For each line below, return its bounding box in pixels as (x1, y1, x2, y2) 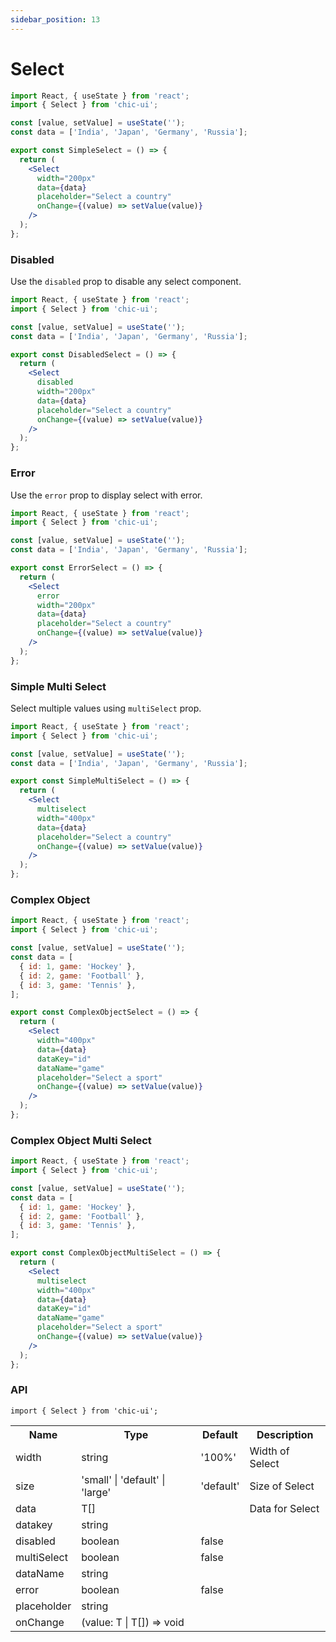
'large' (81, 1485, 112, 1499)
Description (256, 1427, 314, 1441)
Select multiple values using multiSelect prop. (10, 702, 202, 714)
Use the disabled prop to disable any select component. (10, 276, 242, 288)
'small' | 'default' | (81, 1472, 166, 1486)
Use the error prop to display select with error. (10, 489, 203, 501)
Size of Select (249, 1479, 315, 1493)
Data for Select (249, 1501, 320, 1515)
